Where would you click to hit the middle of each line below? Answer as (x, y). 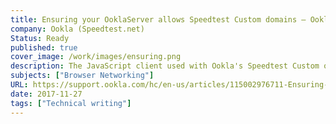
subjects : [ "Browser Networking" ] (82, 76)
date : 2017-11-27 (46, 94)
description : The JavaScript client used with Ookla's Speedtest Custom (165, 66)
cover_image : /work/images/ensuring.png (96, 57)
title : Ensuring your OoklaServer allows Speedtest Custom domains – (158, 19)
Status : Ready (40, 38)
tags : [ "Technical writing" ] (71, 103)
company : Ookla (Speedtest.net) (77, 29)
